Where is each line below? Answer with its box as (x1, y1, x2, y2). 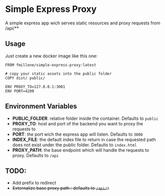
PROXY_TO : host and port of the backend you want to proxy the (12, 120, 144, 126)
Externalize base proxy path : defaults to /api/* (12, 185, 110, 191)
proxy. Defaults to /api (12, 152, 59, 158)
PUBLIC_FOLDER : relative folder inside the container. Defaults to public (12, 115, 159, 121)
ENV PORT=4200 (5, 89, 35, 94)
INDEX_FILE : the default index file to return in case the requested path (12, 136, 156, 142)
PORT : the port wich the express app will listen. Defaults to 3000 (12, 131, 143, 137)
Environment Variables (5, 102, 77, 110)
